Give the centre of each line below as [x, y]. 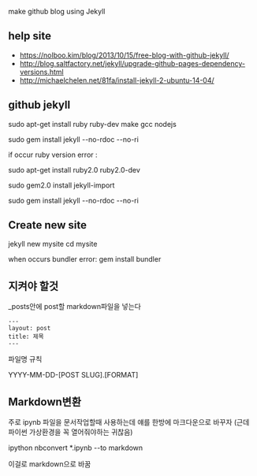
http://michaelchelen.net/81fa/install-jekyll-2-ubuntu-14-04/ [117, 80]
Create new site [48, 225]
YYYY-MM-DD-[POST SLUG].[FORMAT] [73, 375]
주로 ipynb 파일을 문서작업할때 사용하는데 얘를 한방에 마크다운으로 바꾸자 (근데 [129, 422]
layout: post [30, 329]
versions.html [42, 72]
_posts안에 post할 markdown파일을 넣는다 [75, 307]
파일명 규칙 [25, 359]
